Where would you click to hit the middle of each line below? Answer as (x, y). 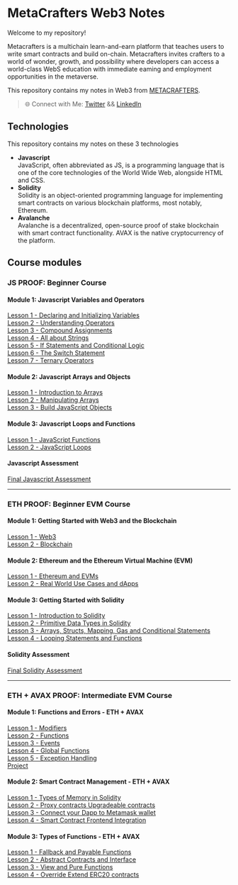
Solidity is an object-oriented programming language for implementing (120, 195)
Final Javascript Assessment (49, 479)
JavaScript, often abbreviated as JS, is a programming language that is (121, 165)
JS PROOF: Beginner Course (57, 283)
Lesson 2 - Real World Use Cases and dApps (73, 584)
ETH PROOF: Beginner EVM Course (69, 504)
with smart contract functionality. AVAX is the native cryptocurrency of (121, 232)
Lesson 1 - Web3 (32, 537)
